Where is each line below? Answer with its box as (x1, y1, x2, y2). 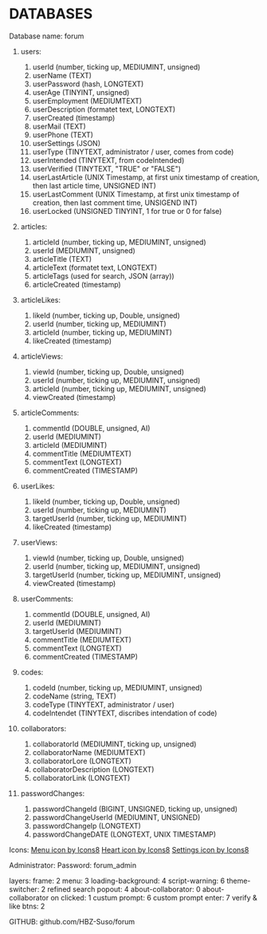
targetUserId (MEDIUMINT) (32, 626, 122, 635)
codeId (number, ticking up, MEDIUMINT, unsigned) (32, 683, 202, 692)
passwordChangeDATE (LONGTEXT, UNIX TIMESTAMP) (32, 829, 217, 839)
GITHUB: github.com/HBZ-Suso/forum (9, 916, 135, 926)
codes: (20, 667, 44, 677)
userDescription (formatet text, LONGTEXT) (32, 105, 176, 114)
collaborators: (20, 723, 67, 733)
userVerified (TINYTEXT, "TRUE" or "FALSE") (32, 164, 182, 173)
